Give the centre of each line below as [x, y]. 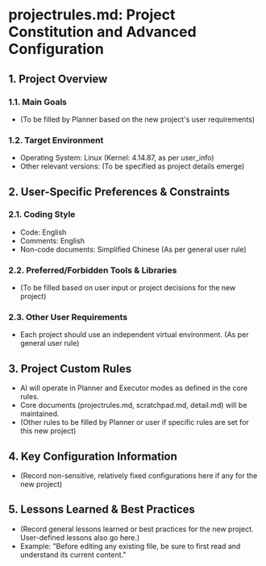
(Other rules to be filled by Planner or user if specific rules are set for [135, 422]
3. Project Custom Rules [70, 368]
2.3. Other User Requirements [68, 318]
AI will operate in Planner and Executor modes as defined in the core [134, 388]
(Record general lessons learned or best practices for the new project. [137, 529]
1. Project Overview [58, 79]
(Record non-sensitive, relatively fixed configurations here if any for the [139, 476]
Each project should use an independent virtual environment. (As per [134, 335]
